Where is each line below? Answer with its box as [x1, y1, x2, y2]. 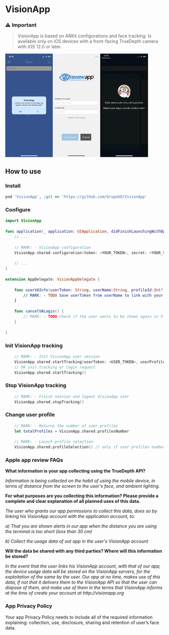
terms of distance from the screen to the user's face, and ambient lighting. [5, 483, 160, 489]
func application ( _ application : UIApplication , [5, 229, 109, 234]
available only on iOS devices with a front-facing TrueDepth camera [17, 38, 158, 44]
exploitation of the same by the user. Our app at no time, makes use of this [5, 574, 160, 580]
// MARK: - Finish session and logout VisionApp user [14, 394, 129, 399]
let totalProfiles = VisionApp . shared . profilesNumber [14, 429, 129, 434]
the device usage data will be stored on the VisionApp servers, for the [5, 568, 150, 574]
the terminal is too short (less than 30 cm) [5, 529, 93, 535]
